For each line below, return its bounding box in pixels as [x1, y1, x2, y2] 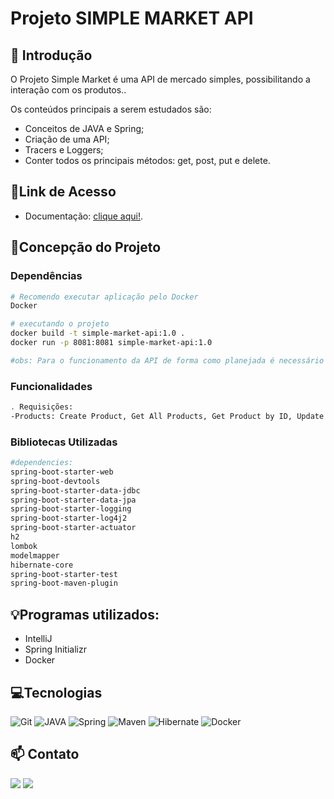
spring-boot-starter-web [10, 467, 114, 477]
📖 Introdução [10, 47, 93, 64]
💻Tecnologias [10, 684, 103, 701]
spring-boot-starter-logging [10, 504, 132, 514]
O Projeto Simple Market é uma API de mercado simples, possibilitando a [10, 73, 311, 85]
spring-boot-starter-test [10, 569, 118, 579]
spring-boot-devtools [10, 476, 101, 486]
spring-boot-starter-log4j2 [10, 513, 128, 524]
